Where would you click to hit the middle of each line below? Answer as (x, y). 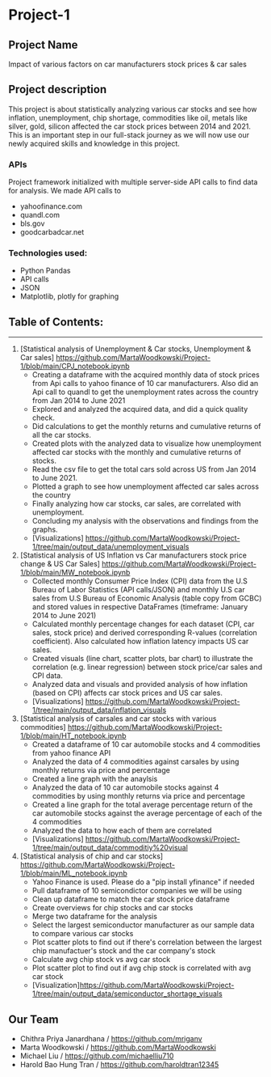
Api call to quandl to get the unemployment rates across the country (145, 392)
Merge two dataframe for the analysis (94, 917)
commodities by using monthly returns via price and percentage (139, 796)
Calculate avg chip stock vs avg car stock (101, 960)
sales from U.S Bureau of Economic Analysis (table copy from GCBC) (147, 598)
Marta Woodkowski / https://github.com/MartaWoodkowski (118, 1047)
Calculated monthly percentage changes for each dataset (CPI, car (143, 624)
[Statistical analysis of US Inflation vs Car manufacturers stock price (133, 555)
